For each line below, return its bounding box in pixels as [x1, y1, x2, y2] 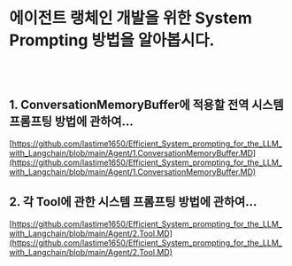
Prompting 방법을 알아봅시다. [9, 30, 215, 51]
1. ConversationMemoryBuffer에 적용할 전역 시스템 [9, 98, 284, 113]
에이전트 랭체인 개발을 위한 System [9, 8, 252, 28]
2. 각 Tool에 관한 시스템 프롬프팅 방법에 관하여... [9, 194, 257, 209]
